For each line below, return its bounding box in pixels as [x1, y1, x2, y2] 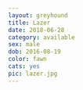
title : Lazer [8, 19, 51, 27]
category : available [8, 33, 76, 41]
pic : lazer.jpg [8, 70, 58, 77]
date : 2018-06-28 [8, 26, 65, 34]
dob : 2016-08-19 [8, 48, 61, 56]
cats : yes [8, 63, 41, 70]
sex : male [8, 41, 41, 49]
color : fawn [8, 56, 47, 63]
